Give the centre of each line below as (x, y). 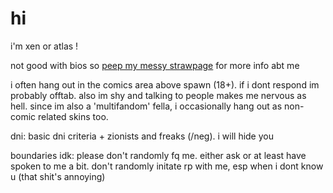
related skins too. (73, 116)
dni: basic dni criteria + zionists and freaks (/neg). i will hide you (142, 136)
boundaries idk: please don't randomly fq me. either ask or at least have (158, 155)
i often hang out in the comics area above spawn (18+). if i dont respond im (165, 84)
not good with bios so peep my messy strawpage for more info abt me (155, 65)
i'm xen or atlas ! (44, 46)
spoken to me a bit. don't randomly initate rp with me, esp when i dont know (167, 166)
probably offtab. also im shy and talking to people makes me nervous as (158, 95)
